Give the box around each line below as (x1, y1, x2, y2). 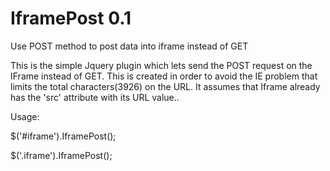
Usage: (10, 110, 40, 122)
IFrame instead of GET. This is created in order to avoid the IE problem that (10, 70, 318, 82)
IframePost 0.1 (10, 7, 132, 30)
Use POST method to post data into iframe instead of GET (10, 40, 249, 52)
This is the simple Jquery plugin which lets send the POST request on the (10, 59, 313, 71)
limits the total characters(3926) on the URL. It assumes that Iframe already (10, 80, 321, 92)
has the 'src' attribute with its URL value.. (10, 91, 180, 103)
